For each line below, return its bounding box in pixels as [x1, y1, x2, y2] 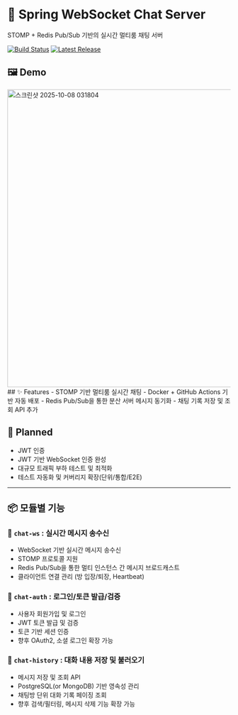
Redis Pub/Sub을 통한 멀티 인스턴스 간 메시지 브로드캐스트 [17, 564, 181, 572]
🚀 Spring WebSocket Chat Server [7, 6, 206, 23]
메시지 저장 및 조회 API [17, 672, 81, 681]
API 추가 [14, 405, 38, 414]
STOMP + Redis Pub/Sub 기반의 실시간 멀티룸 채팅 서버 [7, 31, 164, 39]
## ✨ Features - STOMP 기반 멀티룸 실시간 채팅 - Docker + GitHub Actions [7, 387, 221, 396]
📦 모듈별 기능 [7, 502, 65, 514]
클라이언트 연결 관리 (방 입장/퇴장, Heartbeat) [17, 572, 145, 581]
